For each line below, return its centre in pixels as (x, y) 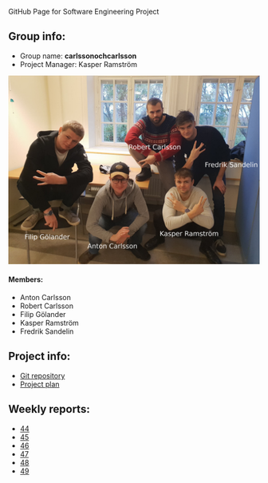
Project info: (39, 356)
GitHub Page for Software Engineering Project (84, 12)
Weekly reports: (49, 409)
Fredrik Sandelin (47, 331)
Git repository (42, 375)
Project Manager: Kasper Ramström (79, 64)
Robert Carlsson (47, 306)
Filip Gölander (43, 315)
